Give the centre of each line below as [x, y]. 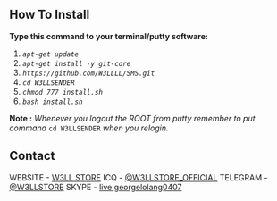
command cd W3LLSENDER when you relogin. [89, 128]
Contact [32, 156]
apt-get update [50, 54]
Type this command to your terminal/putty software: [109, 36]
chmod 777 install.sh [62, 92]
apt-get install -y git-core [76, 63]
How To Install [50, 15]
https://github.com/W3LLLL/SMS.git [88, 73]
